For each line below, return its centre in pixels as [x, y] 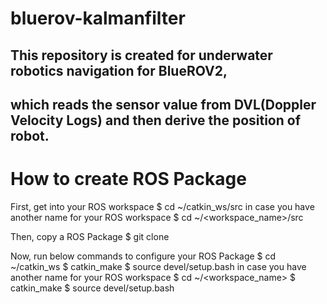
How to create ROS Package [128, 179]
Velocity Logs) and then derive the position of [155, 120]
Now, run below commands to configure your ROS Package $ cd [143, 256]
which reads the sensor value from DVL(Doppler [163, 104]
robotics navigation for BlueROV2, [119, 70]
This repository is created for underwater [141, 55]
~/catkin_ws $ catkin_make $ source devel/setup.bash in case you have [158, 266]
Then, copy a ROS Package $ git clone [90, 236]
